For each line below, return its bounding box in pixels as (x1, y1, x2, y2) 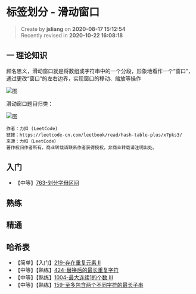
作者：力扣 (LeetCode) (6, 125, 58, 131)
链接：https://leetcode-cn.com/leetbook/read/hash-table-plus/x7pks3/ (6, 132, 183, 138)
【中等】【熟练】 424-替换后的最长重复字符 (14, 267, 119, 274)
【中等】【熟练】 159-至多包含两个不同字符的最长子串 (14, 282, 144, 289)
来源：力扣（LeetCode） (6, 138, 59, 144)
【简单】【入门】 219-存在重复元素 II (14, 259, 101, 266)
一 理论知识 (6, 50, 48, 61)
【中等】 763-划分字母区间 (14, 179, 79, 186)
